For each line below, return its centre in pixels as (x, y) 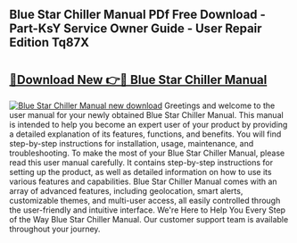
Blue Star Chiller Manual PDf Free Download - (137, 15)
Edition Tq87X (49, 42)
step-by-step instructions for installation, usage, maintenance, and (132, 143)
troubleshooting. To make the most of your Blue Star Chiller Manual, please (147, 153)
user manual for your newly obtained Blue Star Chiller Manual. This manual (146, 115)
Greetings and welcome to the (220, 105)
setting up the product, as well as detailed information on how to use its (140, 172)
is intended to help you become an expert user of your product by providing (148, 125)
